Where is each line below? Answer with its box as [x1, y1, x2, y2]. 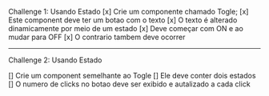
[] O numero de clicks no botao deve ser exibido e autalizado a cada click [8, 79, 251, 89]
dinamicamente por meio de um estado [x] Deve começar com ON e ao [8, 24, 244, 33]
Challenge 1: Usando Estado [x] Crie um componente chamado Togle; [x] [8, 7, 249, 16]
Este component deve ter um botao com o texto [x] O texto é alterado [8, 15, 238, 25]
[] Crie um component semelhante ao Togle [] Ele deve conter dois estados [8, 71, 256, 80]
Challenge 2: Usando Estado [8, 55, 102, 65]
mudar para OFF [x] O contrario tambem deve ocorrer [8, 32, 186, 42]
